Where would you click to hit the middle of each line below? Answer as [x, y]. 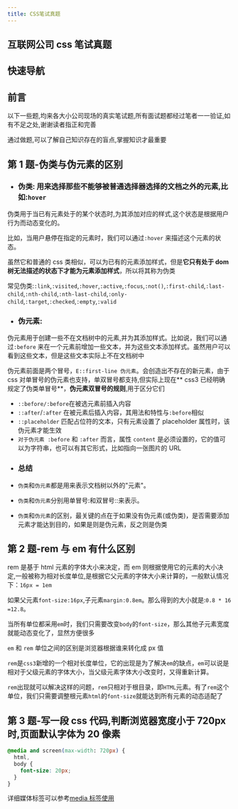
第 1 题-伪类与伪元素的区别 [65, 164]
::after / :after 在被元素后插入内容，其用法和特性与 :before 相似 [110, 412]
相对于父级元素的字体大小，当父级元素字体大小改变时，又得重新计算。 [110, 672]
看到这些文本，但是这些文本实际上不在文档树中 [76, 355]
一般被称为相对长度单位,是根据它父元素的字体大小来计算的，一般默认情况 [122, 576]
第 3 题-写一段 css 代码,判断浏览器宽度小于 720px [117, 720]
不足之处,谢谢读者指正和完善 [55, 124]
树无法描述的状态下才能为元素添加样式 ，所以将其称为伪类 [91, 270]
